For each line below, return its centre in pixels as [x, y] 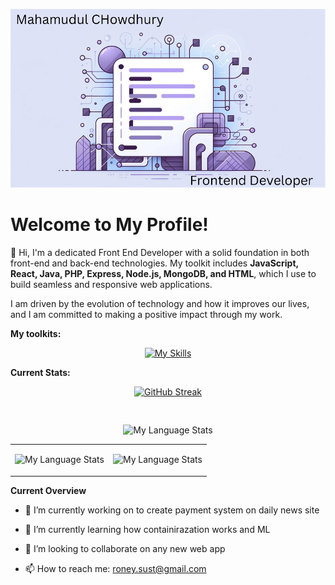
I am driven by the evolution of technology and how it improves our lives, [160, 303]
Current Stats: [40, 372]
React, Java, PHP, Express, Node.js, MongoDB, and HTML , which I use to [163, 273]
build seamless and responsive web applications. [111, 284]
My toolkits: [36, 333]
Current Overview [48, 490]
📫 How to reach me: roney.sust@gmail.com [115, 568]
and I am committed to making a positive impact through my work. [146, 314]
